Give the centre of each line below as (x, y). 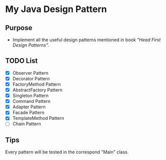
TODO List (21, 61)
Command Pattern (31, 101)
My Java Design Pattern (56, 9)
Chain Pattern (27, 124)
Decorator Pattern (31, 78)
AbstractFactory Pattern (37, 90)
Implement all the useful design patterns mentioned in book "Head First (87, 40)
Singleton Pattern (30, 96)
